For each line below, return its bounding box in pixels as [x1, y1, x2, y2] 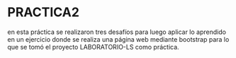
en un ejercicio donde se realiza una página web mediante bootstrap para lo [7, 35, 230, 43]
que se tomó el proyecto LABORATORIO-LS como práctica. [7, 42, 179, 51]
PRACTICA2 [7, 4, 80, 21]
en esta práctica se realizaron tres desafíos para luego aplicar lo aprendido [7, 28, 227, 36]
